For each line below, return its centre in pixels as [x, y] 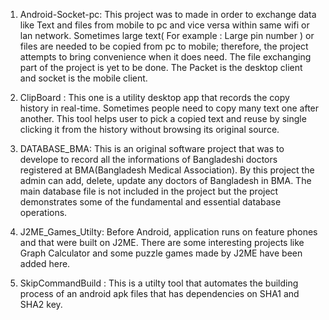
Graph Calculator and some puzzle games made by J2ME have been [161, 253]
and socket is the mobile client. [83, 78]
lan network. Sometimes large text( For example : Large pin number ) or [167, 35]
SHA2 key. [41, 304]
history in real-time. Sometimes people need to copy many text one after [169, 108]
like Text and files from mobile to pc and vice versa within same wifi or [164, 25]
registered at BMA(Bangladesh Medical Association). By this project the [167, 170]
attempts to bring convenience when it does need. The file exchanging [165, 57]
